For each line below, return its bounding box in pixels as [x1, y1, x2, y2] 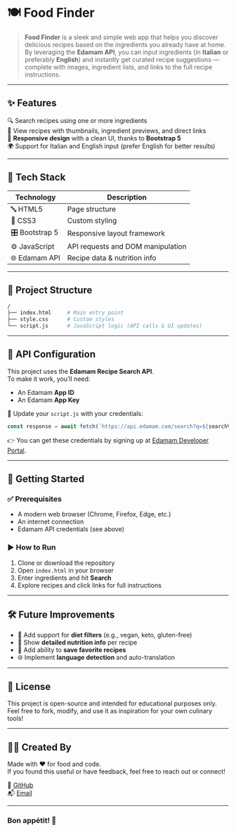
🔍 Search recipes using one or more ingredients [7, 116, 147, 124]
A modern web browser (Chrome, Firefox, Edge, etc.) [17, 510, 171, 519]
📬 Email [7, 788, 33, 797]
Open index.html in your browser [17, 566, 114, 574]
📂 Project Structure [7, 284, 93, 296]
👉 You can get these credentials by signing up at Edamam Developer [7, 436, 209, 444]
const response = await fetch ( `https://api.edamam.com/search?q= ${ [7, 422, 209, 430]
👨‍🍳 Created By [7, 741, 72, 753]
